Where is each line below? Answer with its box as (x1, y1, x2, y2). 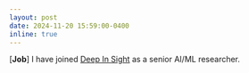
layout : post (9, 12, 58, 22)
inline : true (9, 29, 58, 38)
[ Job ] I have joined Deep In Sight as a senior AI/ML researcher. (9, 54, 241, 65)
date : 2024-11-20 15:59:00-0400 (9, 21, 129, 30)
